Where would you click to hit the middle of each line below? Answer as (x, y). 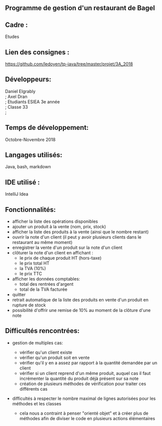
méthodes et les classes (37, 403)
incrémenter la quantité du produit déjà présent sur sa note (79, 378)
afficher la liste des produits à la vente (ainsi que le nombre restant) (80, 232)
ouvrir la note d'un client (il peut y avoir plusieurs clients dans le (77, 237)
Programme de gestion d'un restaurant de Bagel (80, 8)
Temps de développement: (47, 128)
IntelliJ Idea (17, 194)
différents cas (33, 389)
